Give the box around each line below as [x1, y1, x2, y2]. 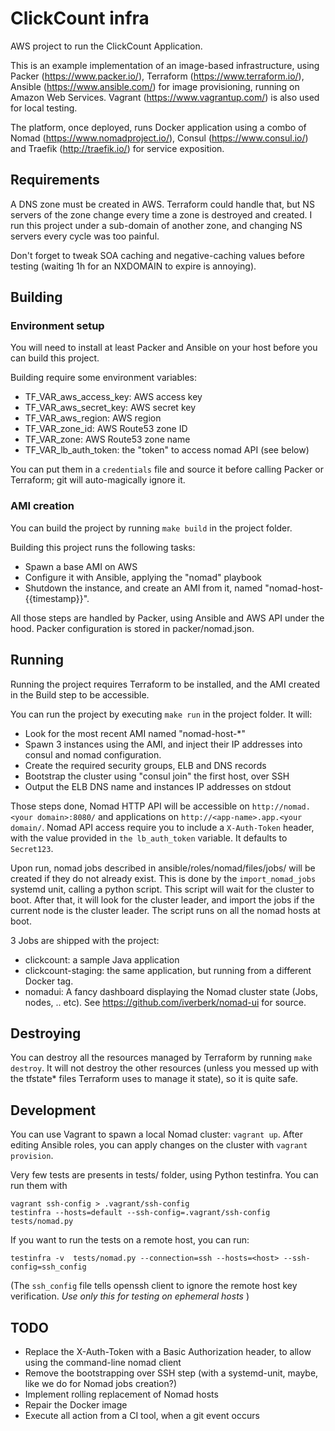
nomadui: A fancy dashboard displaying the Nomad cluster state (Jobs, [24, 985, 318, 997]
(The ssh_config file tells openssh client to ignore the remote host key [10, 1280, 298, 1292]
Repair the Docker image [24, 1398, 128, 1411]
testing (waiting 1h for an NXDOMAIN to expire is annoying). [10, 260, 257, 272]
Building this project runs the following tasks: [10, 541, 196, 553]
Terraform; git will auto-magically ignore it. [10, 474, 186, 486]
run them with [10, 1180, 68, 1192]
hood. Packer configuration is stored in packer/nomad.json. [10, 622, 255, 634]
